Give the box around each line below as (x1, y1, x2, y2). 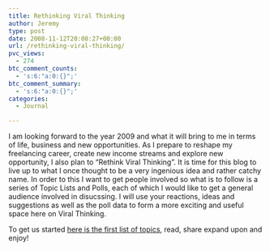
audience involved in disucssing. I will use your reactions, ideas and (8, 192, 235, 202)
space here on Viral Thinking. (8, 209, 107, 219)
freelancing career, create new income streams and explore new (8, 149, 224, 159)
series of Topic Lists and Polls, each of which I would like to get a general (8, 183, 254, 193)
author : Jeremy (8, 19, 60, 28)
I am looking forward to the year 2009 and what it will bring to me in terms (8, 131, 256, 142)
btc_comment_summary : (8, 79, 82, 87)
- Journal (15, 102, 49, 110)
